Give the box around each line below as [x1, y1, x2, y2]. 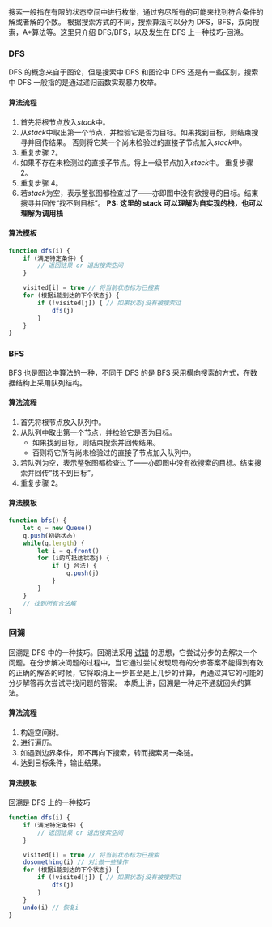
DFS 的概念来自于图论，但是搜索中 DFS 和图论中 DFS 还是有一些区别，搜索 [8, 67, 259, 77]
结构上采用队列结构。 [15, 377, 87, 387]
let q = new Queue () [23, 524, 92, 532]
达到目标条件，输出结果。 [19, 758, 106, 768]
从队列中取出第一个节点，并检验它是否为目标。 [19, 427, 176, 437]
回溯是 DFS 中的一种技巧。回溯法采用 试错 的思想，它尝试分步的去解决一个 [8, 647, 257, 657]
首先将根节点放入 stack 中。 [19, 117, 110, 127]
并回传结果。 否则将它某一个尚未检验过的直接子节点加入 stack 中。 [27, 137, 247, 147]
